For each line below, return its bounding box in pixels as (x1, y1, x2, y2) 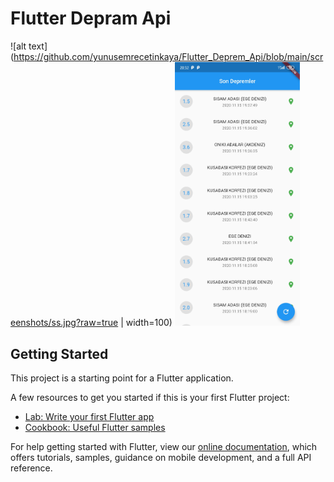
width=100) (125, 317, 173, 329)
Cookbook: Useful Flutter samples (24, 422, 166, 434)
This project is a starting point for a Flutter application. (10, 372, 234, 384)
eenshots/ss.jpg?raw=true (10, 317, 119, 329)
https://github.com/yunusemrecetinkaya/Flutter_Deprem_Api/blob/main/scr (13, 50, 324, 62)
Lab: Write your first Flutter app (24, 411, 155, 423)
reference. (10, 462, 53, 474)
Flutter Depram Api (10, 7, 172, 30)
